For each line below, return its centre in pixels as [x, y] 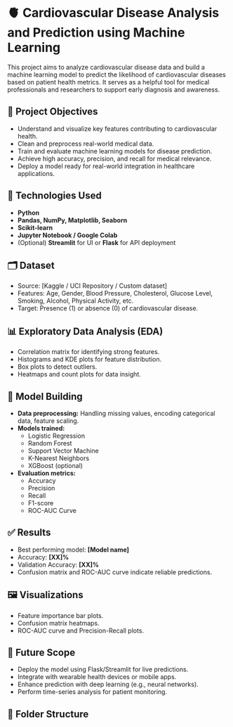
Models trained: [41, 428]
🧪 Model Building [45, 397]
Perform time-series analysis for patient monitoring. [92, 692]
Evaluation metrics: [46, 473]
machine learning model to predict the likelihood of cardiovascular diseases [116, 75]
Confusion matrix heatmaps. [58, 623]
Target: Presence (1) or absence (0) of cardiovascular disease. [108, 308]
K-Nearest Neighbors [59, 458]
